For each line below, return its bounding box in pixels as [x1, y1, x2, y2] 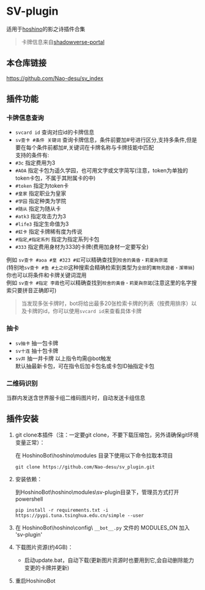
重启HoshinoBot [15, 577, 56, 584]
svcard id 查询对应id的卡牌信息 [15, 128, 95, 136]
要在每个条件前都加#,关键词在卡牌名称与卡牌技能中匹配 [15, 144, 154, 151]
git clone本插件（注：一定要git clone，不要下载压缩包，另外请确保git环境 [15, 431, 199, 438]
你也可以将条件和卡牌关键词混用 [6, 271, 87, 279]
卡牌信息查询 [6, 114, 45, 122]
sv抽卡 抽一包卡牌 [15, 339, 59, 347]
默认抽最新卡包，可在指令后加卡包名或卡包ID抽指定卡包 [15, 362, 154, 369]
